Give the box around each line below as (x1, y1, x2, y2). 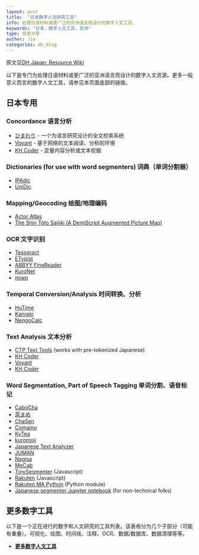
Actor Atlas (14, 213, 43, 220)
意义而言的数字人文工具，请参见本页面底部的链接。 (6, 78, 131, 86)
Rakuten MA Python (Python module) (14, 481, 105, 488)
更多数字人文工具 (14, 543, 57, 550)
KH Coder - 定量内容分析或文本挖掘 (14, 147, 102, 154)
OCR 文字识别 (6, 235, 46, 243)
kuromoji (14, 437, 37, 444)
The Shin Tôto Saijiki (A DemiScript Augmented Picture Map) (14, 219, 163, 226)
